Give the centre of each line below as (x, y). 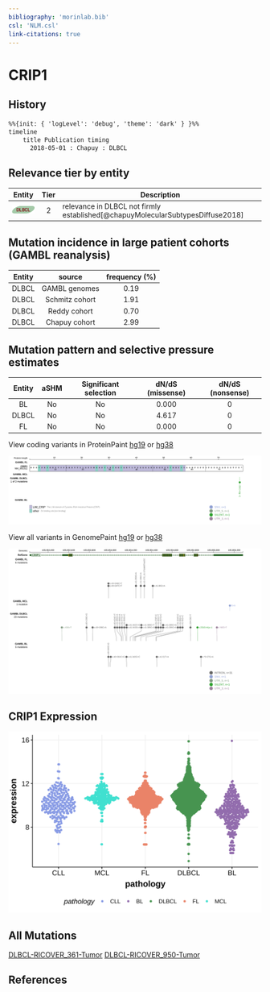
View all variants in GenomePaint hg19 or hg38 (86, 538)
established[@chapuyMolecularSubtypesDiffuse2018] (153, 214)
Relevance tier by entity (69, 173)
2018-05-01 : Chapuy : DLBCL (78, 148)
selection (100, 392)
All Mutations (43, 935)
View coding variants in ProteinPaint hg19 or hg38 (91, 444)
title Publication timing (66, 140)
